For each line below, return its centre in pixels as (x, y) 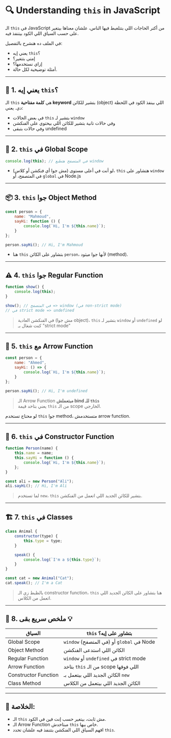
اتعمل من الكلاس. (35, 598)
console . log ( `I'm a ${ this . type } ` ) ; (62, 559)
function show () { (25, 287)
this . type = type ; (43, 541)
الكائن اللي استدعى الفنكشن (94, 650)
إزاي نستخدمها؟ (27, 64)
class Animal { (21, 531)
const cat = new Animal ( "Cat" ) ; (39, 578)
